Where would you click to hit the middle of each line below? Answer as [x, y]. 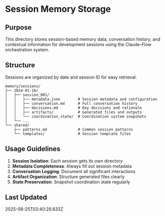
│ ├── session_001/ [27, 95]
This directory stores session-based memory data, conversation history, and [83, 39]
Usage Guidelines [33, 149]
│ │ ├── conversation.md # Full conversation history [71, 103]
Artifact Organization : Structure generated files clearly [68, 176]
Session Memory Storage [58, 9]
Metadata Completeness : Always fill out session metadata [72, 166]
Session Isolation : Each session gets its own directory [67, 161]
